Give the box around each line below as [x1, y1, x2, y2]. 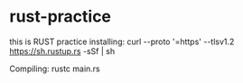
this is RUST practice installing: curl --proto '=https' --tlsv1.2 [9, 36, 235, 47]
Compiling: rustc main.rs [9, 63, 101, 74]
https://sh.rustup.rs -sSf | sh [9, 45, 116, 56]
